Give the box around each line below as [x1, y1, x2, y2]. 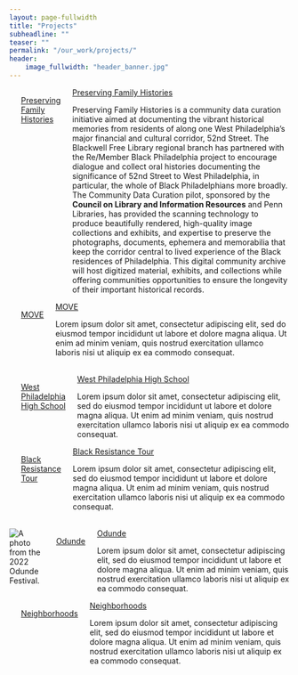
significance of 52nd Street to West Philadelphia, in [72, 170, 260, 181]
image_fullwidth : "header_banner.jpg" [25, 63, 169, 72]
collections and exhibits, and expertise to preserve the [72, 227, 271, 238]
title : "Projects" [9, 21, 77, 30]
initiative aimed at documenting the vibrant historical [72, 113, 264, 125]
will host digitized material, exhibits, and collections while [72, 264, 282, 276]
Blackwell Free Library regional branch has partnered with [72, 142, 285, 152]
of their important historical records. [72, 284, 205, 295]
